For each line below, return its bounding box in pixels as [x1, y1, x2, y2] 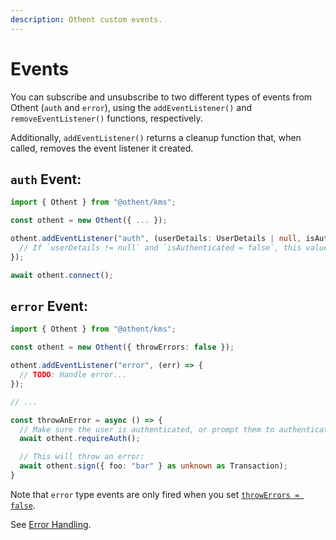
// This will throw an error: [19, 452, 145, 462]
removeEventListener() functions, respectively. [10, 112, 203, 124]
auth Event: [10, 171, 82, 188]
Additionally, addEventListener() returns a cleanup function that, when [10, 131, 302, 143]
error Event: [10, 298, 88, 315]
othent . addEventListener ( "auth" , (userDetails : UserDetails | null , [10, 234, 302, 244]
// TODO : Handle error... [19, 370, 128, 380]
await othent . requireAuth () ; [19, 434, 141, 444]
